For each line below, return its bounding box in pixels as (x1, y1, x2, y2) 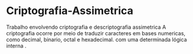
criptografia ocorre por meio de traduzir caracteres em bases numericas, (6, 29, 186, 36)
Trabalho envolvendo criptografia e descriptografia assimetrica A (6, 23, 166, 31)
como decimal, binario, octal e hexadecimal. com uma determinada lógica (6, 36, 188, 43)
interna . (6, 42, 27, 49)
